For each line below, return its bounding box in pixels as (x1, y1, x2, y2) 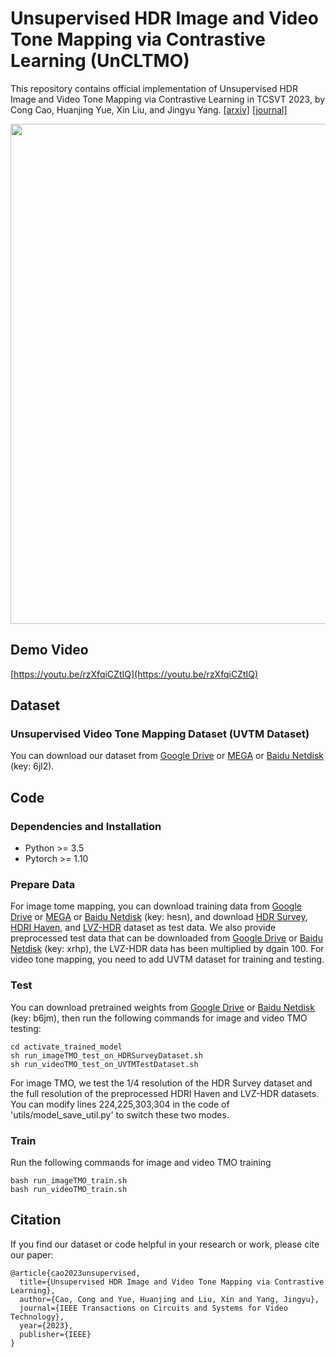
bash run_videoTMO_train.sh (10, 1185, 128, 1195)
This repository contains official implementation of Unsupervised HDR (10, 82, 298, 94)
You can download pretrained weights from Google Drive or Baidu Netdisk (10, 1001, 315, 1013)
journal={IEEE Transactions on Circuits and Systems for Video (19, 1303, 288, 1313)
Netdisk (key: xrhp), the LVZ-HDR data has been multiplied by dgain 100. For (10, 943, 325, 955)
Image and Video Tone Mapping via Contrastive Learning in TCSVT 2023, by (10, 93, 326, 105)
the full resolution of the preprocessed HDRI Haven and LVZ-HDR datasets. (10, 1087, 320, 1099)
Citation (10, 1212, 62, 1229)
